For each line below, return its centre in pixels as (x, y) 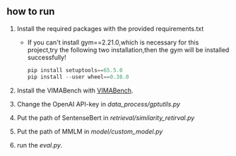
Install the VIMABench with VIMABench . (75, 90)
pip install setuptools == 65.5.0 (75, 70)
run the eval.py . (40, 145)
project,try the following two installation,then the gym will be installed (128, 49)
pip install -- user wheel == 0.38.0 (78, 77)
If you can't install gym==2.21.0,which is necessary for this (113, 42)
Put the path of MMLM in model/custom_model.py (90, 131)
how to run (31, 12)
